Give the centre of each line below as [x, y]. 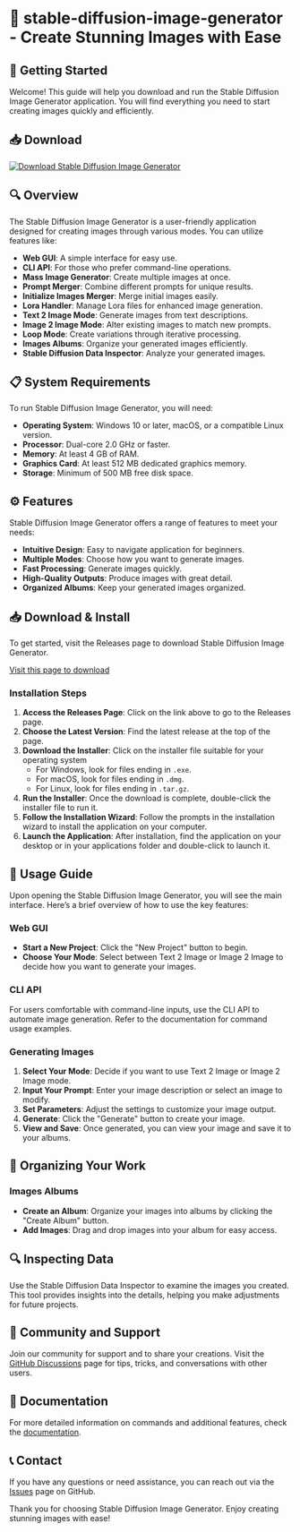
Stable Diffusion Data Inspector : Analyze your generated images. [144, 353]
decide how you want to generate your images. [109, 967]
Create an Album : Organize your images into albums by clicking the [147, 1211]
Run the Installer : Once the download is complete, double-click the [146, 798]
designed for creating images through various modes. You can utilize [137, 231]
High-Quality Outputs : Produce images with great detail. [127, 578]
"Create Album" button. [65, 1220]
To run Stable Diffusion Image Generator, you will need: [111, 408]
